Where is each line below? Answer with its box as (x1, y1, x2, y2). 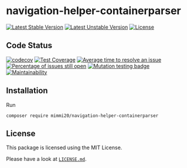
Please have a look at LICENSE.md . (6, 156, 87, 163)
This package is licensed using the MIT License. (6, 144, 123, 151)
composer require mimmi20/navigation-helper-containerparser (6, 113, 159, 119)
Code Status (6, 41, 53, 51)
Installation (6, 86, 48, 96)
